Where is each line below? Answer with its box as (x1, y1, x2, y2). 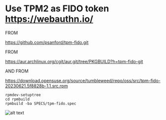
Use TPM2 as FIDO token (5, 3, 109, 14)
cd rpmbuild (5, 97, 30, 102)
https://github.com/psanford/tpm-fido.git (5, 39, 89, 45)
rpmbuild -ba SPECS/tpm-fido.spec (5, 101, 77, 106)
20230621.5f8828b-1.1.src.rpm (5, 82, 68, 89)
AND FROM (5, 68, 29, 74)
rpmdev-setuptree (5, 92, 41, 97)
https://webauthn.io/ (5, 13, 93, 25)
